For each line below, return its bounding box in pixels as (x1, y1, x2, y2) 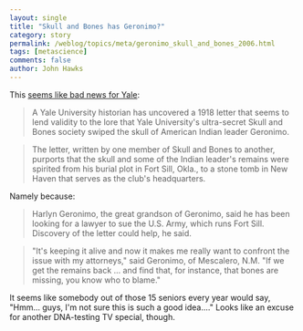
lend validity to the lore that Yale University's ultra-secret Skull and (31, 116, 283, 128)
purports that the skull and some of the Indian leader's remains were (31, 153, 289, 164)
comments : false (9, 56, 71, 65)
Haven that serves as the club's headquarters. (31, 172, 206, 183)
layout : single (9, 13, 68, 23)
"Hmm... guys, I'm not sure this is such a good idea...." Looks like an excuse (9, 302, 295, 313)
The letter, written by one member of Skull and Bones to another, (31, 143, 276, 155)
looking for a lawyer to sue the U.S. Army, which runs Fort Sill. (31, 218, 265, 229)
